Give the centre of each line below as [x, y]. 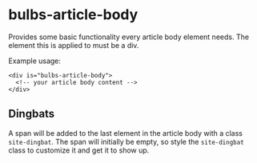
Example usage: [35, 61]
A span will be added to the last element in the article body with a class [125, 133]
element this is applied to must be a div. [74, 45]
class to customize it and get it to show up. [79, 150]
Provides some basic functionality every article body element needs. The [129, 37]
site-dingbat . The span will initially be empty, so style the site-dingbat [126, 141]
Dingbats [32, 114]
